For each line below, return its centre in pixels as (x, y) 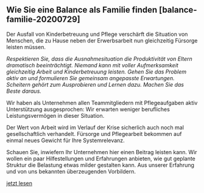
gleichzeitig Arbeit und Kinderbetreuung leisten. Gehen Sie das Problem (97, 72)
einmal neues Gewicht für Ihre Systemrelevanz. (65, 140)
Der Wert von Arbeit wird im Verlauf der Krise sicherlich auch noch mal (95, 127)
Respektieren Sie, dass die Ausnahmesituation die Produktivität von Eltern (100, 59)
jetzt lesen (19, 183)
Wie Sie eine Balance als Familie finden (82, 10)
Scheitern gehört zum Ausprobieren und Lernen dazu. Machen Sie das (95, 84)
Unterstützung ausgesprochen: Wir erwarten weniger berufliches (88, 109)
